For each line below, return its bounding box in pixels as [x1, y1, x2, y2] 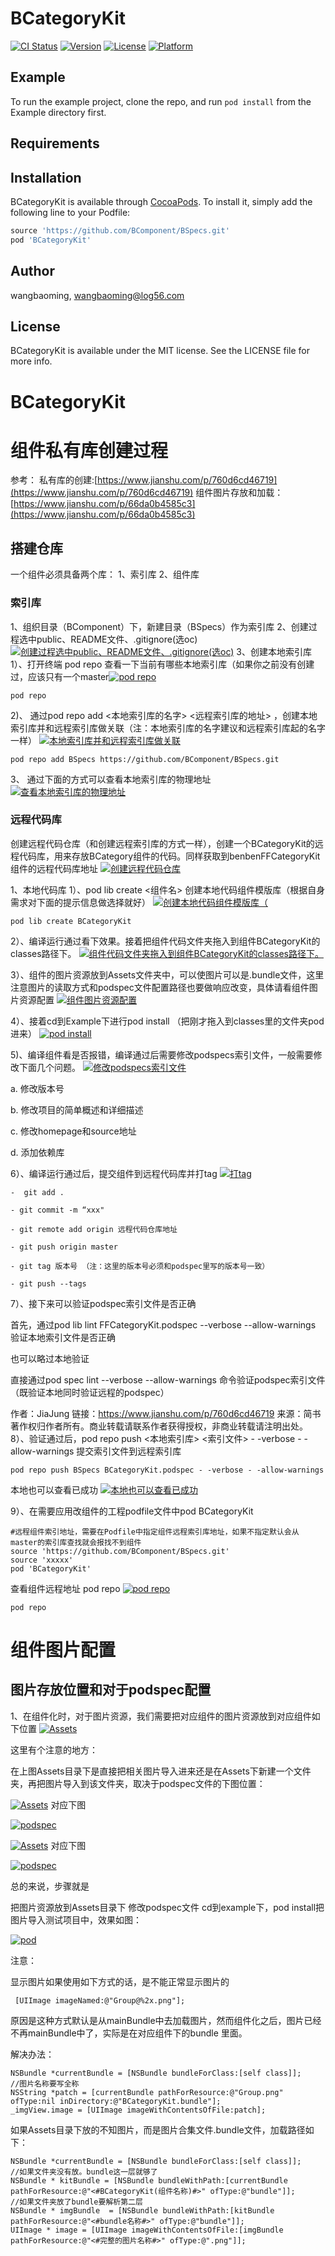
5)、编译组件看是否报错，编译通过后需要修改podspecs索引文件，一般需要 [10, 1048, 314, 1061]
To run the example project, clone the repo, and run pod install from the [10, 95, 312, 107]
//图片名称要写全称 [10, 2078, 80, 2089]
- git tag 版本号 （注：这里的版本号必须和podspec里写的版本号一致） [10, 1261, 270, 1271]
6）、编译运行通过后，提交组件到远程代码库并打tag [10, 1167, 218, 1179]
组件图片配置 [10, 1639, 117, 1662]
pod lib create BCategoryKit [10, 916, 132, 926]
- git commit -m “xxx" [10, 1205, 105, 1215]
